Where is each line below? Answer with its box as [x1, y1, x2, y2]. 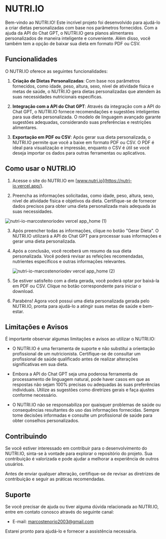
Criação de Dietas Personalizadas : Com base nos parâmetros [12, 78, 140, 84]
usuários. [5, 461, 24, 467]
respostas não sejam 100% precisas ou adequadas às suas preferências [12, 381, 160, 388]
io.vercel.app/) [12, 182, 43, 189]
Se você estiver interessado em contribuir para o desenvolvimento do [5, 446, 147, 451]
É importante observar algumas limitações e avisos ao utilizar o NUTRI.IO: [5, 336, 156, 342]
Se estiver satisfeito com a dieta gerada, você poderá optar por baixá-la [12, 277, 160, 283]
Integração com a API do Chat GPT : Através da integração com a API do [12, 103, 161, 109]
